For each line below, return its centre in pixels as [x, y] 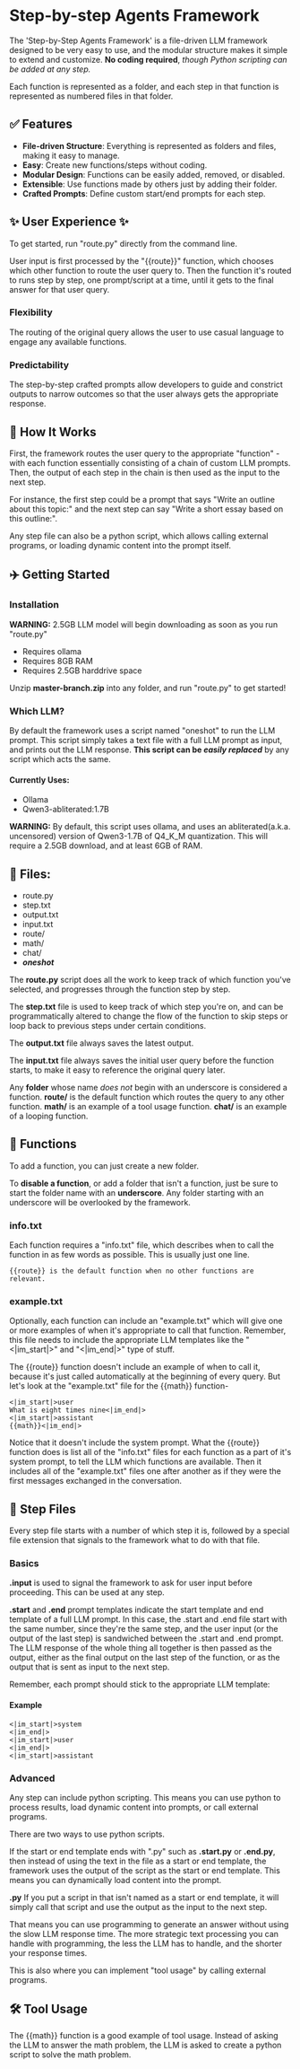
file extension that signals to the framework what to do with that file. [135, 1540]
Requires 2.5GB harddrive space [82, 671]
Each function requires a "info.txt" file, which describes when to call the [142, 1245]
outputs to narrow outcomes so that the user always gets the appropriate [144, 394]
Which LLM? [37, 711]
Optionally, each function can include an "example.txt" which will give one [146, 1321]
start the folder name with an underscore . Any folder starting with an [137, 1192]
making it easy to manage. [71, 155]
